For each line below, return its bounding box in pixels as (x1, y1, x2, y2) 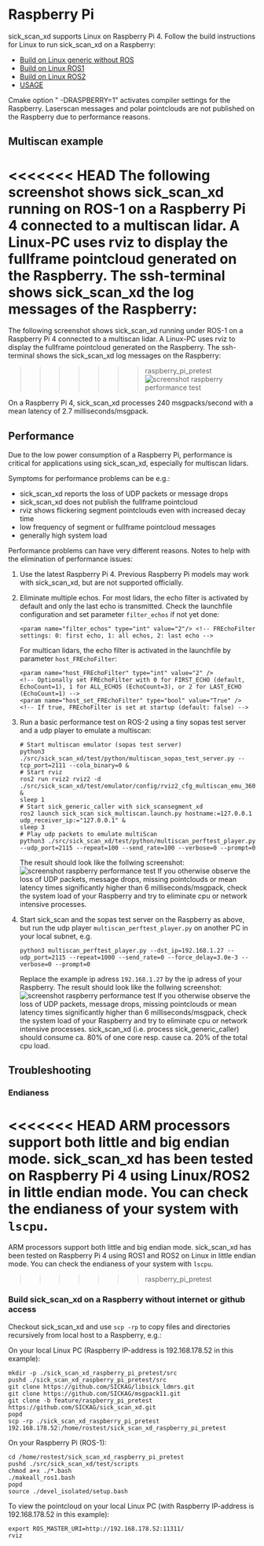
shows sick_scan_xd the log (8, 283, 195, 301)
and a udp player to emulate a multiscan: (19, 725, 152, 736)
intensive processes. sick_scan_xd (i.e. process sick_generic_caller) (19, 1024, 240, 1034)
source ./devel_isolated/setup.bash (8, 1487, 128, 1495)
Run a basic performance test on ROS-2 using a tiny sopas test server (19, 718, 246, 727)
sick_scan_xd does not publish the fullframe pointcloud (19, 498, 198, 507)
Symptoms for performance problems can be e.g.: (8, 474, 170, 483)
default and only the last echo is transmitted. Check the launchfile (19, 601, 233, 611)
